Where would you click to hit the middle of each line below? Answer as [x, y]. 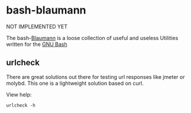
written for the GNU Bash [37, 44]
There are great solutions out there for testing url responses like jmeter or [96, 77]
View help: [19, 94]
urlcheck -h [21, 105]
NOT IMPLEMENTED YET [37, 26]
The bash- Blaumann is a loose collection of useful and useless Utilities [92, 38]
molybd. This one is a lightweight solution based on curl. [75, 83]
